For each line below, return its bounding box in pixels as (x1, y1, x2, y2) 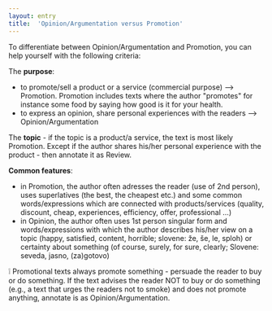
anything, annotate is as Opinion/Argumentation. (8, 292, 171, 302)
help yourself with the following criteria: (8, 50, 141, 60)
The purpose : (8, 66, 55, 76)
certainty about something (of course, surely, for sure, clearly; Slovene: (19, 242, 260, 252)
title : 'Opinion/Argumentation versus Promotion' (8, 20, 183, 28)
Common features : (8, 165, 73, 175)
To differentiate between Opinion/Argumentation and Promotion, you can (8, 42, 252, 51)
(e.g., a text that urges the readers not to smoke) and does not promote (8, 284, 247, 294)
